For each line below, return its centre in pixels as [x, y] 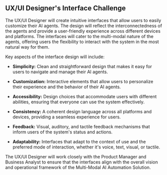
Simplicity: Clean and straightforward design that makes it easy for [82, 66]
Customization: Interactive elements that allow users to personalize [83, 81]
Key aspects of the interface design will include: [55, 57]
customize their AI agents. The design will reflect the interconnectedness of [84, 26]
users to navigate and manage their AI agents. [60, 72]
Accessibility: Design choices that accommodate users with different [85, 96]
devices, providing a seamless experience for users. [67, 117]
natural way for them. [27, 47]
